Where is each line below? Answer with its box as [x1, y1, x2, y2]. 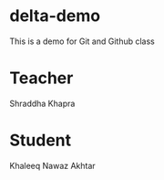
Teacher [9, 68, 74, 89]
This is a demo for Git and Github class [9, 36, 155, 47]
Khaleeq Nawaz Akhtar [9, 160, 96, 171]
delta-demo [9, 5, 101, 26]
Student [9, 130, 72, 151]
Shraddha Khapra [9, 98, 76, 109]
